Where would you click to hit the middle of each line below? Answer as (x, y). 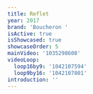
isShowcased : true (34, 40)
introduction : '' (33, 80)
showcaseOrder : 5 (33, 47)
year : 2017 (23, 20)
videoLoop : (23, 60)
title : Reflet (28, 14)
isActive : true (30, 34)
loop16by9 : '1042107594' (50, 66)
